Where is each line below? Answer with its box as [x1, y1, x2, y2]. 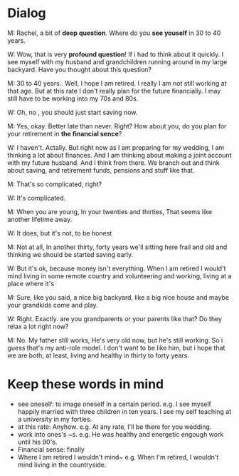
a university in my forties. [17, 415, 92, 423]
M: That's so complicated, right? [7, 180, 102, 188]
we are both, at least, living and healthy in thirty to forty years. [7, 351, 190, 360]
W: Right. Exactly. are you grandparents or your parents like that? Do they [7, 314, 223, 323]
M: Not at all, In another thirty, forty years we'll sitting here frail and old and [7, 243, 228, 251]
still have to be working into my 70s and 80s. [7, 94, 139, 103]
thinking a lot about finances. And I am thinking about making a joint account [7, 151, 232, 159]
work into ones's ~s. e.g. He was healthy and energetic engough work [17, 430, 224, 438]
